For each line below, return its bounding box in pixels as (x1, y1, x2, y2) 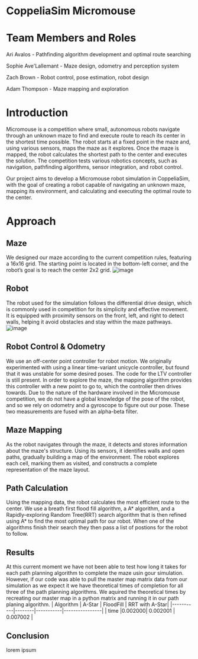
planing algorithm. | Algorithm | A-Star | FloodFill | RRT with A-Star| (6, 601, 170, 608)
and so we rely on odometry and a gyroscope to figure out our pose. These (6, 401, 190, 408)
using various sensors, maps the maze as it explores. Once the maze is (6, 145, 179, 152)
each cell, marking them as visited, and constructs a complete (6, 459, 158, 466)
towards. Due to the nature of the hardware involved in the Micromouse (6, 389, 180, 396)
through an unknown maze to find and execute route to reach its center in (6, 132, 185, 139)
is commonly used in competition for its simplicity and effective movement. (6, 305, 189, 312)
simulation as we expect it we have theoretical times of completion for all (6, 582, 183, 589)
